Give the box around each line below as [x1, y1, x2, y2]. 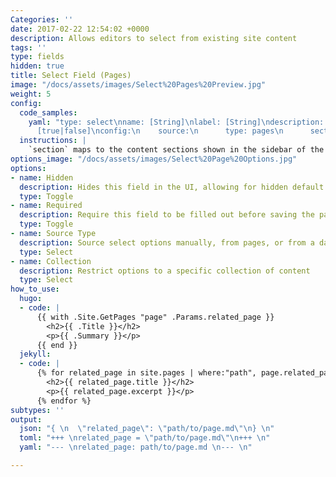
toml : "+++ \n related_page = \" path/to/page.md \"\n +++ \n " [19, 433, 271, 443]
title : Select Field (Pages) [10, 71, 132, 81]
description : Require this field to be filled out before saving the [19, 210, 315, 220]
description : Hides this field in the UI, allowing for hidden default [19, 182, 325, 192]
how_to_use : [10, 284, 60, 295]
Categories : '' [10, 14, 74, 25]
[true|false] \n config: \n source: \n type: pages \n [36, 126, 284, 136]
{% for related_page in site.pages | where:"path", [36, 368, 257, 378]
